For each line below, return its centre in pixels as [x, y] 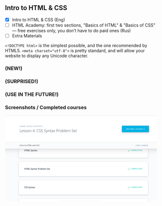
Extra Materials [27, 35]
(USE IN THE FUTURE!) [32, 94]
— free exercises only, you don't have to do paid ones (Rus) [71, 31]
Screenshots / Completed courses [46, 107]
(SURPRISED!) [22, 81]
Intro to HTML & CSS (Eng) [39, 19]
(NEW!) [14, 68]
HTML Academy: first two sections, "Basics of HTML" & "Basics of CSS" [84, 25]
